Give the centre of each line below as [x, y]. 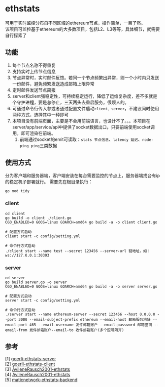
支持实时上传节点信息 [34, 71]
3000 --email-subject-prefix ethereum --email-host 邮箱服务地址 [84, 320]
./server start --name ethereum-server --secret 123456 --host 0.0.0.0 [80, 314]
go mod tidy [17, 191]
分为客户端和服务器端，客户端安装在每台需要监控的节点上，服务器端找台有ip [82, 175]
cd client [15, 214]
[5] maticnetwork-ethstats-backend [41, 380]
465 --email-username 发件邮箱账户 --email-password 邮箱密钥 [91, 325]
